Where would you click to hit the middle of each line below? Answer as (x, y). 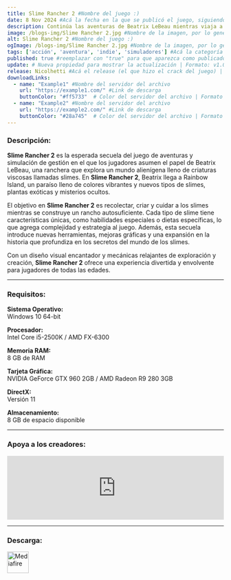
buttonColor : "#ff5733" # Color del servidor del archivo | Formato (121, 97)
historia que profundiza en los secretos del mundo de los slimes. (99, 241)
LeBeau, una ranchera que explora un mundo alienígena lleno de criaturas (112, 170)
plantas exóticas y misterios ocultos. (59, 192)
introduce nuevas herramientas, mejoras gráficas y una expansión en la (108, 234)
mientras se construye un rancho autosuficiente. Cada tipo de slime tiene (111, 212)
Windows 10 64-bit (34, 317)
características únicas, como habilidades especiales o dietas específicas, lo (114, 220)
